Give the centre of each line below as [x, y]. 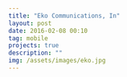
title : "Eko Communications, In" [64, 16]
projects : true [34, 46]
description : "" [35, 53]
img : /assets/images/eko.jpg [57, 61]
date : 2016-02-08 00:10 [48, 30]
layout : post [30, 23]
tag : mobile [28, 38]
